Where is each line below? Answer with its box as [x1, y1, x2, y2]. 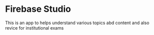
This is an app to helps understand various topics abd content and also [5, 20, 150, 26]
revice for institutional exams [5, 25, 64, 31]
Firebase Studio [5, 3, 72, 15]
